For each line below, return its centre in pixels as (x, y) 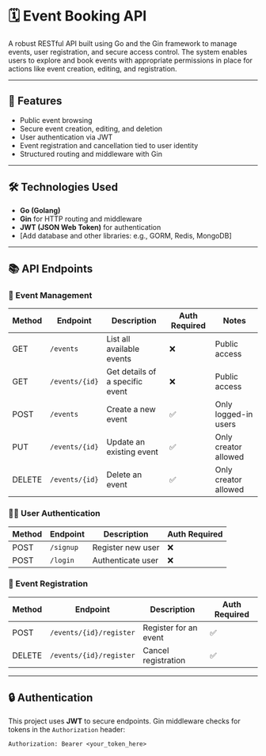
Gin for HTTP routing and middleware (81, 219)
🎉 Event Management (50, 295)
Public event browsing (56, 120)
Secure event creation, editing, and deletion (91, 128)
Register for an (170, 628)
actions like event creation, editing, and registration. (93, 68)
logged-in (234, 414)
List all (118, 339)
